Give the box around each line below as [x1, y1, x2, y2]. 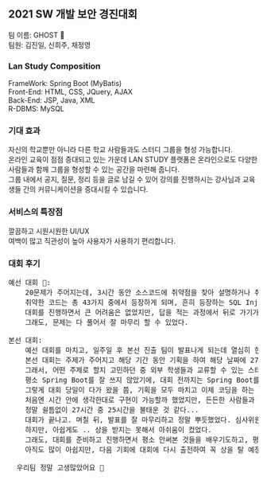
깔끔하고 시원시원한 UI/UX [8, 226, 90, 236]
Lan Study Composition [8, 60, 101, 72]
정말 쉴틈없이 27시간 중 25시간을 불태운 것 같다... [25, 405, 199, 414]
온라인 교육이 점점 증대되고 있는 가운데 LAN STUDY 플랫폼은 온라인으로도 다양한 [8, 154, 258, 165]
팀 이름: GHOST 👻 [8, 30, 65, 40]
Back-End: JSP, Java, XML [8, 96, 95, 105]
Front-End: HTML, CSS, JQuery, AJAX [8, 87, 133, 97]
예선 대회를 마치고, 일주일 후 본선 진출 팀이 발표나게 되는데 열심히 [25, 345, 251, 354]
